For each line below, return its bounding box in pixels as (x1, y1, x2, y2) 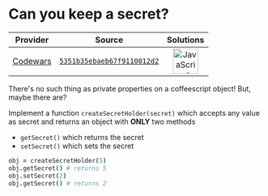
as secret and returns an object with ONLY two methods (8, 117, 196, 126)
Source (95, 34, 124, 45)
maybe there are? (8, 92, 67, 102)
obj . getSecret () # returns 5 (8, 164, 107, 173)
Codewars (12, 55, 52, 66)
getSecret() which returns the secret (19, 132, 144, 142)
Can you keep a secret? (8, 5, 169, 23)
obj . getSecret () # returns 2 (8, 179, 107, 187)
